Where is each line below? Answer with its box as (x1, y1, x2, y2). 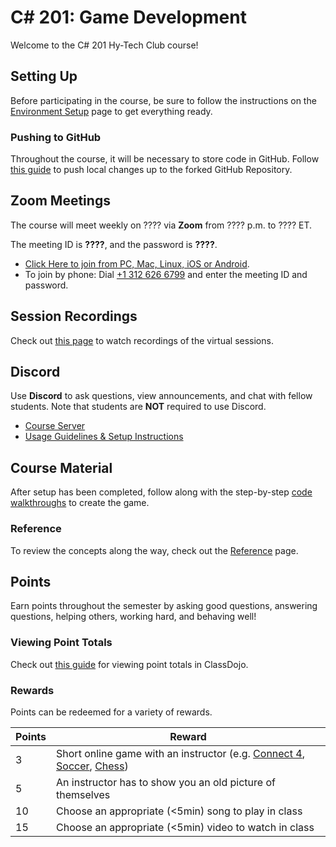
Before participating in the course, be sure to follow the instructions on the (10, 94, 317, 106)
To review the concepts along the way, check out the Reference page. (10, 544, 299, 556)
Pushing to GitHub (10, 130, 102, 144)
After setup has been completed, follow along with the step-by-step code (10, 486, 313, 498)
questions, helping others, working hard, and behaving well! (10, 611, 257, 623)
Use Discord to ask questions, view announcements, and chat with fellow (10, 390, 313, 402)
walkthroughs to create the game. (10, 497, 150, 509)
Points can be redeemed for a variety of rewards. (10, 706, 213, 718)
